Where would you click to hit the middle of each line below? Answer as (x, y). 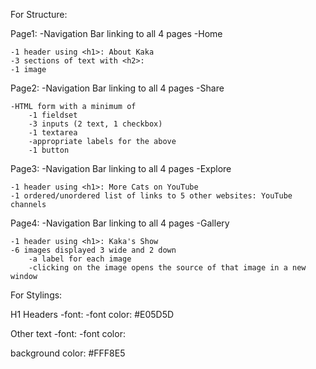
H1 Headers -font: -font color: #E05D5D (92, 314)
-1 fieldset (53, 115)
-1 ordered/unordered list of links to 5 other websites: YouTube (151, 196)
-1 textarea (53, 133)
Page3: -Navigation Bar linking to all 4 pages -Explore (121, 168)
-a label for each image (80, 259)
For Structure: (39, 14)
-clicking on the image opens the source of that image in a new (167, 268)
